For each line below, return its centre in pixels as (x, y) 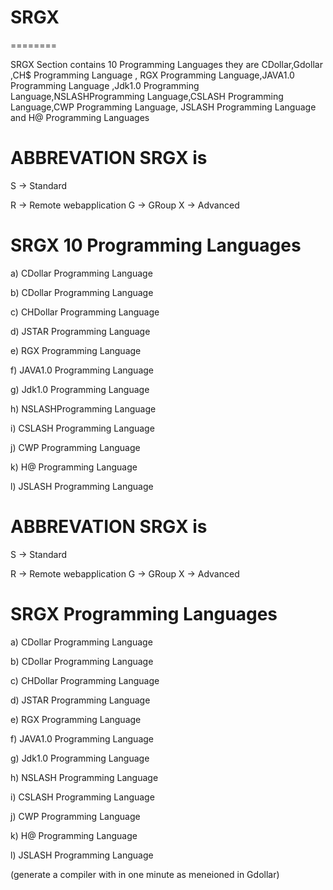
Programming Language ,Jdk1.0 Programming (105, 85)
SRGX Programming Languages (144, 613)
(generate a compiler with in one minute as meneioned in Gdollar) (145, 874)
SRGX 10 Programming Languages (156, 245)
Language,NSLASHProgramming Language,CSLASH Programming (147, 96)
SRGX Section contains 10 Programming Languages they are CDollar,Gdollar (166, 64)
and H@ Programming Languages (80, 117)
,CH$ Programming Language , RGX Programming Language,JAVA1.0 (152, 75)
